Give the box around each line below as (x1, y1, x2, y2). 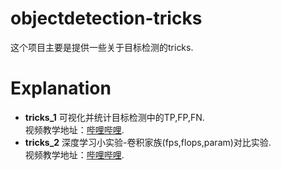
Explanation (10, 77, 112, 100)
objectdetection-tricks (10, 7, 203, 30)
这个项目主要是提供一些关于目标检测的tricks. (10, 41, 194, 53)
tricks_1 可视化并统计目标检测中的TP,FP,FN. (24, 111, 205, 123)
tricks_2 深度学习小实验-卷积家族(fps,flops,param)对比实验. (24, 136, 272, 148)
